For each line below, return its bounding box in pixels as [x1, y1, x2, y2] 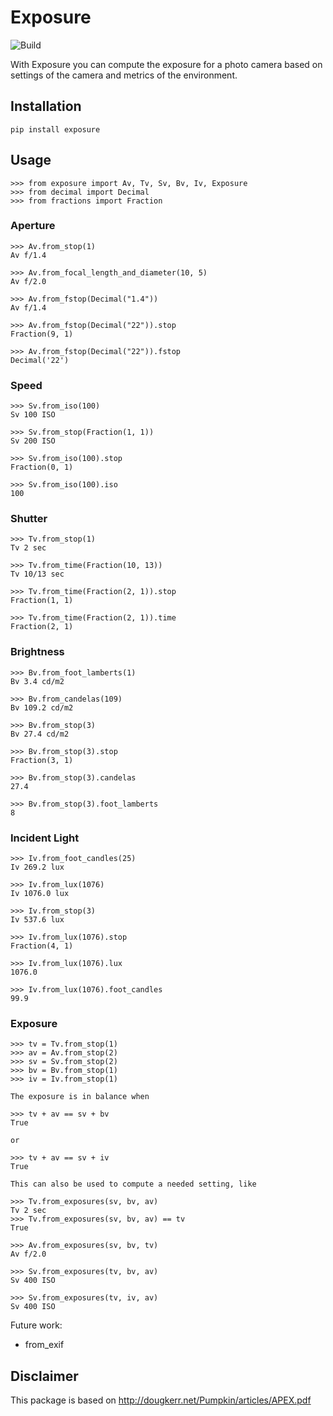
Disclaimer [10, 1367, 79, 1385]
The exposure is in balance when [10, 1092, 150, 1102]
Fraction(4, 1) [10, 941, 74, 951]
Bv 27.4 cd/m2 [10, 729, 70, 739]
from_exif [24, 1339, 65, 1351]
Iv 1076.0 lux [10, 889, 70, 899]
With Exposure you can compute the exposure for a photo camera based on [10, 58, 323, 70]
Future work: [10, 1319, 63, 1331]
